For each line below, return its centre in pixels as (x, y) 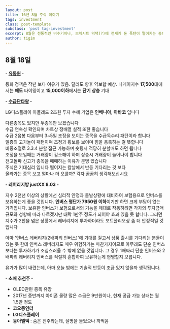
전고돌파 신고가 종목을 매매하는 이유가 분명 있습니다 (56, 161)
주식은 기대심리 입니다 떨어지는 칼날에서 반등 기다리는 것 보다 (65, 167)
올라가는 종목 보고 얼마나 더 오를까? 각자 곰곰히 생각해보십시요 (67, 174)
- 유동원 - (15, 73)
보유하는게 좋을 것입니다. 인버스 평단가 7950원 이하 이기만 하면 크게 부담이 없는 (83, 202)
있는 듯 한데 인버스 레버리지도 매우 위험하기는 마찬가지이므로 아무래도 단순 (78, 244)
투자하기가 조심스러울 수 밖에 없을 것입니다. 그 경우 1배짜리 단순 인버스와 (90, 250)
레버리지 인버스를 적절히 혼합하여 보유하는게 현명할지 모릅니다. (80, 256)
